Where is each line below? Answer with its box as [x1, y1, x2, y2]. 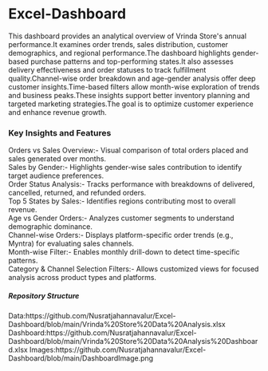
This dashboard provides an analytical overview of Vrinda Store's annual [8, 31, 247, 41]
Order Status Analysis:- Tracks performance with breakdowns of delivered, [8, 180, 255, 189]
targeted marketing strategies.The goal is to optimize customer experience [8, 99, 254, 109]
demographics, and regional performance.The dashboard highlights [8, 48, 231, 57]
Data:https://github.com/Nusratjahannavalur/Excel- [8, 311, 177, 321]
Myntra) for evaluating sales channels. [8, 239, 134, 248]
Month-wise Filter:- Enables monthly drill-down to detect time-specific [8, 247, 241, 257]
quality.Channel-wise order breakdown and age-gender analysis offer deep [8, 73, 256, 83]
